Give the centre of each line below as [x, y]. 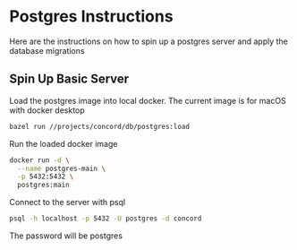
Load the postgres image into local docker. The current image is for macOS [148, 100]
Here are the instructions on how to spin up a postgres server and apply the [148, 41]
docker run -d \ [39, 160]
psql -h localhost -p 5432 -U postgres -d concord [106, 219]
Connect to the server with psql [68, 203]
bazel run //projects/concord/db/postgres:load [100, 126]
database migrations [47, 50]
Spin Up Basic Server [69, 79]
